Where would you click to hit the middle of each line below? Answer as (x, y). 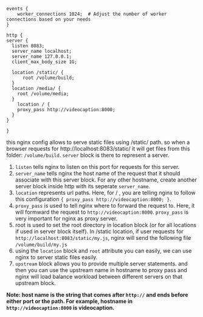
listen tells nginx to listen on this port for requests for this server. (97, 167)
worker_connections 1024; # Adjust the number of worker (92, 14)
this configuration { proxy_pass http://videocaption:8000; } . (93, 199)
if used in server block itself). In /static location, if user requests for (99, 231)
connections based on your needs (49, 19)
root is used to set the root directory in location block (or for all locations (105, 225)
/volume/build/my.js (41, 245)
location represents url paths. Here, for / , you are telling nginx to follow (105, 193)
